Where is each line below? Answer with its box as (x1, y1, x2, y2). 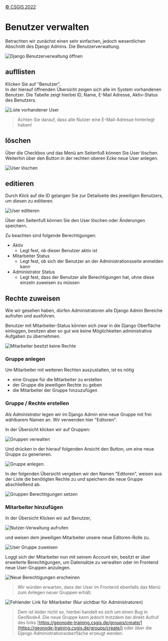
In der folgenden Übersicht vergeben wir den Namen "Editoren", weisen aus (5, 471, 162, 477)
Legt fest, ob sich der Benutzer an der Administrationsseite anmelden (20, 258, 163, 264)
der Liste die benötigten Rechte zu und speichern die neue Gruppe (5, 476, 143, 482)
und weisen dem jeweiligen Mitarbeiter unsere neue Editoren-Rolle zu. (5, 535, 150, 541)
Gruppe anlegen (5, 356, 46, 363)
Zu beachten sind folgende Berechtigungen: (5, 233, 96, 239)
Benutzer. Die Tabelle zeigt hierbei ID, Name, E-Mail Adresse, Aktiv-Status (5, 91, 158, 97)
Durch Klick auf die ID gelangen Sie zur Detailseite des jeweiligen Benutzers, (5, 192, 163, 199)
